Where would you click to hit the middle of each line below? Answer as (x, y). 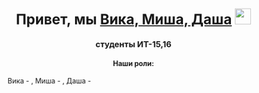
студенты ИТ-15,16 (133, 45)
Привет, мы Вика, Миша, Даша (124, 19)
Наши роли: (133, 63)
